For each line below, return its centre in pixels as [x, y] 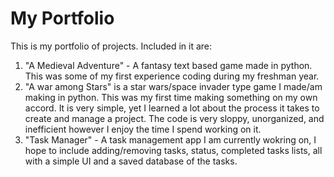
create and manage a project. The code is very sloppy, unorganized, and [174, 118]
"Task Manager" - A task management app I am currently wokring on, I [170, 139]
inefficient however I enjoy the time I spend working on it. [143, 129]
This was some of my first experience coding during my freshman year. [172, 76]
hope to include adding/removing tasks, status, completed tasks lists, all [173, 150]
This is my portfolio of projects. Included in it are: [111, 46]
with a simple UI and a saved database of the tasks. [131, 161]
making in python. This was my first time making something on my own [171, 97]
